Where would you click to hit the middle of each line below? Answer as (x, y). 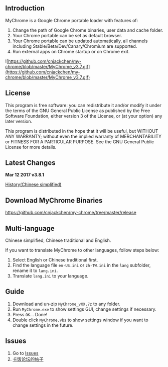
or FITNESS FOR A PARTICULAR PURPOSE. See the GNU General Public (80, 142)
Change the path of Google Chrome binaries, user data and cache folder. (88, 30)
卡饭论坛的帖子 (28, 359)
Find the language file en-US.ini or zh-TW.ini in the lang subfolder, (81, 265)
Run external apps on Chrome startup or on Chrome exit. (71, 51)
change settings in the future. (43, 325)
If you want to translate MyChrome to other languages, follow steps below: (82, 250)
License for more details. (31, 147)
